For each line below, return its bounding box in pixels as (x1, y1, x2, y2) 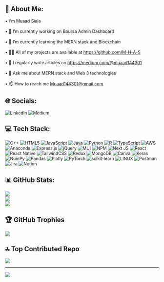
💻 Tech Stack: (5, 125, 50, 133)
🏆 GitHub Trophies (5, 215, 65, 224)
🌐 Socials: (5, 97, 37, 105)
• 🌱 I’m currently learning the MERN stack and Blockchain (5, 39, 121, 45)
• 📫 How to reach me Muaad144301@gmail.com (5, 80, 103, 86)
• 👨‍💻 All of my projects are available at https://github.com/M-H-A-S (5, 49, 141, 55)
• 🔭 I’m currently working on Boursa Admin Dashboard (5, 28, 115, 34)
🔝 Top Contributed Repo (5, 245, 80, 253)
